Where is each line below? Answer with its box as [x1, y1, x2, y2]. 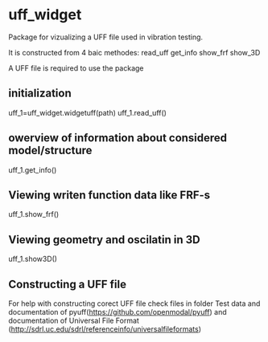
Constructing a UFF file [8, 277, 127, 291]
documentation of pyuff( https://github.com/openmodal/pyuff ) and [8, 307, 227, 316]
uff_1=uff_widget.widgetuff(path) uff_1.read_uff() [8, 108, 167, 117]
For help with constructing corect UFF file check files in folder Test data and [8, 299, 261, 308]
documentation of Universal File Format [8, 316, 139, 325]
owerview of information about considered [8, 131, 228, 145]
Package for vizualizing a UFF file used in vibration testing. [8, 32, 204, 42]
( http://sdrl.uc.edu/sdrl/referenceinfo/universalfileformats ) [8, 324, 201, 334]
